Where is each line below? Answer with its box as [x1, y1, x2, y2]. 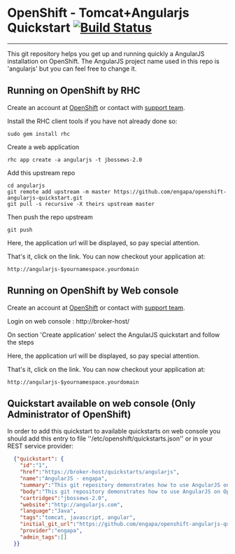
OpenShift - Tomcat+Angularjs [7, 5, 190, 21]
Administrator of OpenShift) [7, 408, 131, 420]
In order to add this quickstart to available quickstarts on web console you [7, 427, 221, 436]
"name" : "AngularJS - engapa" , [20, 475, 108, 482]
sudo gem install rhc [7, 130, 71, 137]
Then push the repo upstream [7, 212, 93, 221]
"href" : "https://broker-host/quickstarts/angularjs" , [20, 469, 180, 476]
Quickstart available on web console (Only [7, 397, 196, 409]
